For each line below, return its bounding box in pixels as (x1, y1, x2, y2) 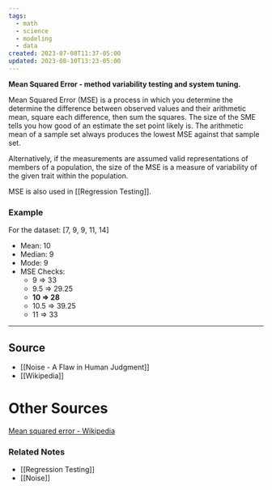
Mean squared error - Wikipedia (8, 426, 116, 436)
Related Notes (8, 446, 66, 458)
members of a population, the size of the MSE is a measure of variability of (8, 162, 257, 172)
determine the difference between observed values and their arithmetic (8, 103, 247, 113)
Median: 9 (19, 249, 54, 259)
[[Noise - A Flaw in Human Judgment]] (19, 362, 150, 372)
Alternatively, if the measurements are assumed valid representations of (8, 153, 249, 163)
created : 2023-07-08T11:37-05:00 (8, 49, 121, 58)
